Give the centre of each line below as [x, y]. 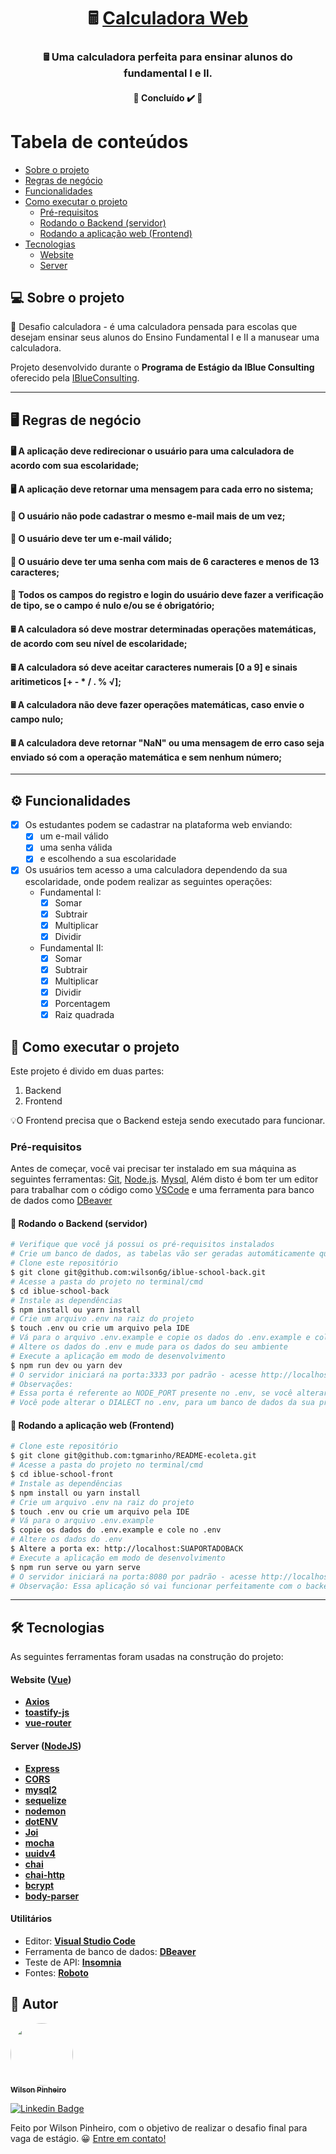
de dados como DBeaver [61, 1201]
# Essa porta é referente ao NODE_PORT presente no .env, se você [151, 1393]
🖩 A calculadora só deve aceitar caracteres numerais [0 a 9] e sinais [154, 667]
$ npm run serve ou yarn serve [75, 1567]
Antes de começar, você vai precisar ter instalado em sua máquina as [153, 1169]
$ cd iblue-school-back [60, 1291]
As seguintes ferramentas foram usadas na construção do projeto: [147, 1657]
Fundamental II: [71, 947]
